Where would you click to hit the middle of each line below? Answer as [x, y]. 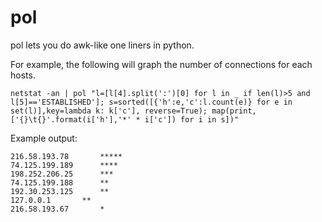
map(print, [234, 111]
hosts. [23, 75]
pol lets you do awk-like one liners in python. [102, 45]
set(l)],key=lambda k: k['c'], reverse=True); [109, 111]
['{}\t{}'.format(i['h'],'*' [71, 119]
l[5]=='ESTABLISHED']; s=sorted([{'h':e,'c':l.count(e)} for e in [151, 102]
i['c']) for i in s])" [192, 119]
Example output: [44, 138]
